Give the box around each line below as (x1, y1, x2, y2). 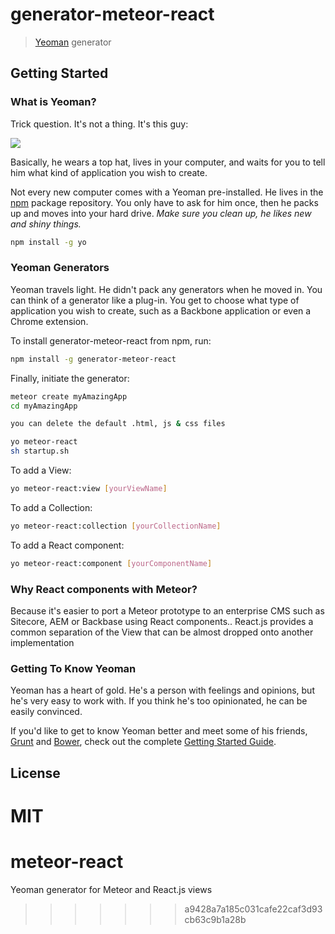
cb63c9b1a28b (184, 913, 247, 925)
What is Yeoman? (10, 95, 97, 109)
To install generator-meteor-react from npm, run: (10, 334, 212, 347)
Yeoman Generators (10, 261, 110, 275)
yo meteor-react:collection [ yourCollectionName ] (10, 521, 222, 531)
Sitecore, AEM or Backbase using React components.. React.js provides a (10, 615, 314, 627)
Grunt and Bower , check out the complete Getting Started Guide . (10, 736, 277, 748)
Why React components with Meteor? (10, 582, 198, 596)
